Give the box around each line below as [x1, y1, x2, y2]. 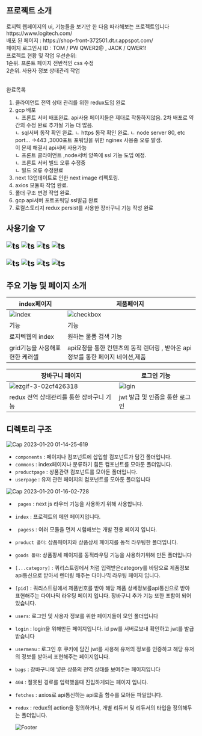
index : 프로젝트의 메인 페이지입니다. [14, 513, 101, 520]
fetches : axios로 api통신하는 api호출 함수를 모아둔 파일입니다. [14, 691, 163, 698]
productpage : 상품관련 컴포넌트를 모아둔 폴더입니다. [14, 468, 138, 475]
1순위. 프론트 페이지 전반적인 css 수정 [6, 59, 94, 66]
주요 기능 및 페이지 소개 [6, 280, 87, 291]
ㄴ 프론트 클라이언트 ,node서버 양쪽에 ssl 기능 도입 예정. [14, 151, 147, 158]
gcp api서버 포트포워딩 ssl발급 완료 [14, 196, 99, 203]
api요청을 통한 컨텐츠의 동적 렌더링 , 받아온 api [67, 344, 192, 352]
